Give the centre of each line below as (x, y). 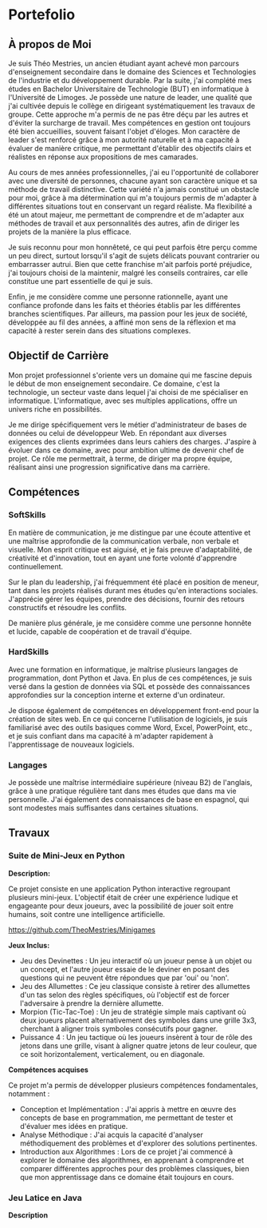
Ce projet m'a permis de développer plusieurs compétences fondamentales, (133, 1085)
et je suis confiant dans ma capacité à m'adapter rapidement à (111, 736)
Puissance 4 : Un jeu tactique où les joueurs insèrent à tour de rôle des (136, 1037)
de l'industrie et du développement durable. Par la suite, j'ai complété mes (130, 80)
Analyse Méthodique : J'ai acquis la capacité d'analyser (111, 1134)
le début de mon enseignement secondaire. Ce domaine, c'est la (114, 383)
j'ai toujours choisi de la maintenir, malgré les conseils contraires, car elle (128, 273)
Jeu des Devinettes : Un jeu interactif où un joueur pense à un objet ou (136, 960)
